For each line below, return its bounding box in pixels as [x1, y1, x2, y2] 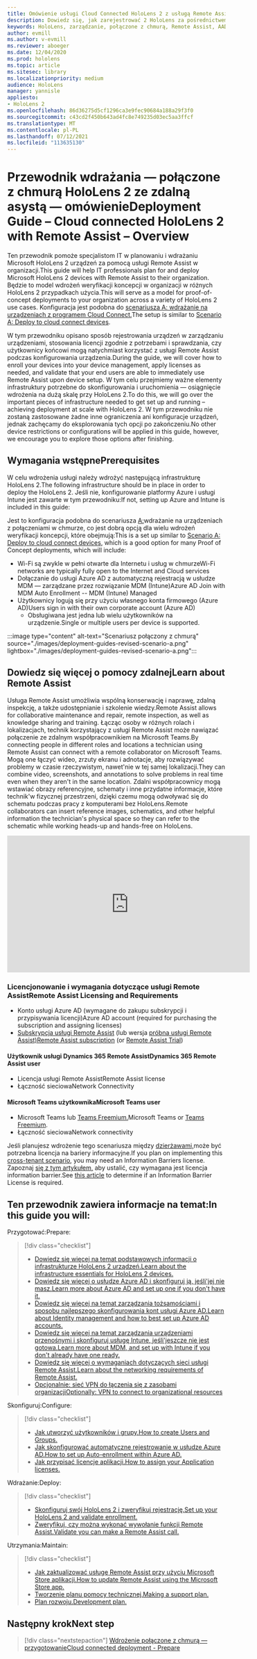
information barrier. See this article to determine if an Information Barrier [7, 1171, 213, 1179]
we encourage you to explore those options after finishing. [7, 435, 175, 443]
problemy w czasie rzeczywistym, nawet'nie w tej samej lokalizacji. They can [7, 762, 225, 771]
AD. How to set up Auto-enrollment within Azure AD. [34, 1450, 182, 1459]
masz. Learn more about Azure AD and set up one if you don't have [34, 1284, 226, 1293]
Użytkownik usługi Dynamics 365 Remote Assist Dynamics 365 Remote [7, 1052, 217, 1060]
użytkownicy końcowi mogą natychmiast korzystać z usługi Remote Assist [7, 346, 220, 354]
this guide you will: [7, 1209, 91, 1221]
